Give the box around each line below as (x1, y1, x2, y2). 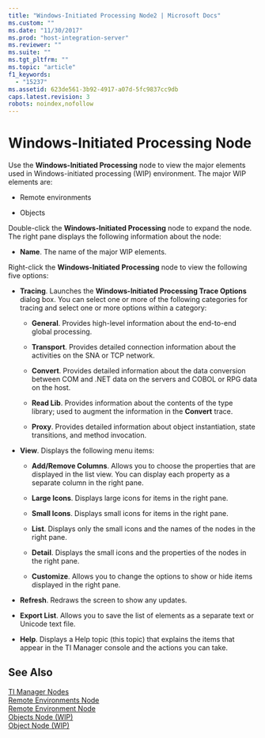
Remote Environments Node (8, 695, 100, 705)
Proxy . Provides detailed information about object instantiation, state (31, 422, 256, 432)
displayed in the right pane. (31, 580, 121, 590)
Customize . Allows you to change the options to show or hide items (31, 572, 253, 581)
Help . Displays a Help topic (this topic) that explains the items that (19, 635, 235, 644)
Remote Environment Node (8, 703, 97, 713)
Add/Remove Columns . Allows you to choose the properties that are (31, 461, 256, 471)
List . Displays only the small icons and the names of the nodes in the (31, 524, 256, 533)
